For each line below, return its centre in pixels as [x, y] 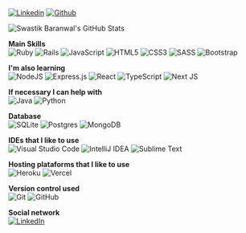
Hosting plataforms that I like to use [69, 165]
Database [25, 117]
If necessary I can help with [55, 92]
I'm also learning [37, 68]
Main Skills [27, 44]
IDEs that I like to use [44, 141]
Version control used [44, 189]
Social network [34, 213]
